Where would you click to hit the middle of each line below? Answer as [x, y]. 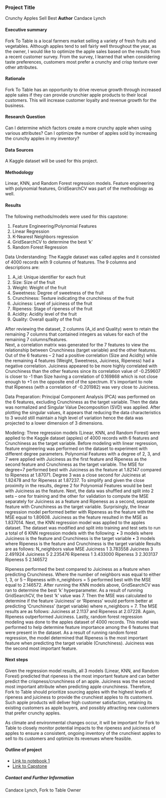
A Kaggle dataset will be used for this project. [52, 161]
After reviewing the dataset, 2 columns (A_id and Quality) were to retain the [82, 329]
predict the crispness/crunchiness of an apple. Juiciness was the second [80, 681]
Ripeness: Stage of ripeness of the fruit [52, 309]
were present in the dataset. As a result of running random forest [71, 632]
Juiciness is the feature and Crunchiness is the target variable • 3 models [80, 538]
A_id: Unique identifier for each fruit [49, 277]
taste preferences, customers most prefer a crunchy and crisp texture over [82, 62]
